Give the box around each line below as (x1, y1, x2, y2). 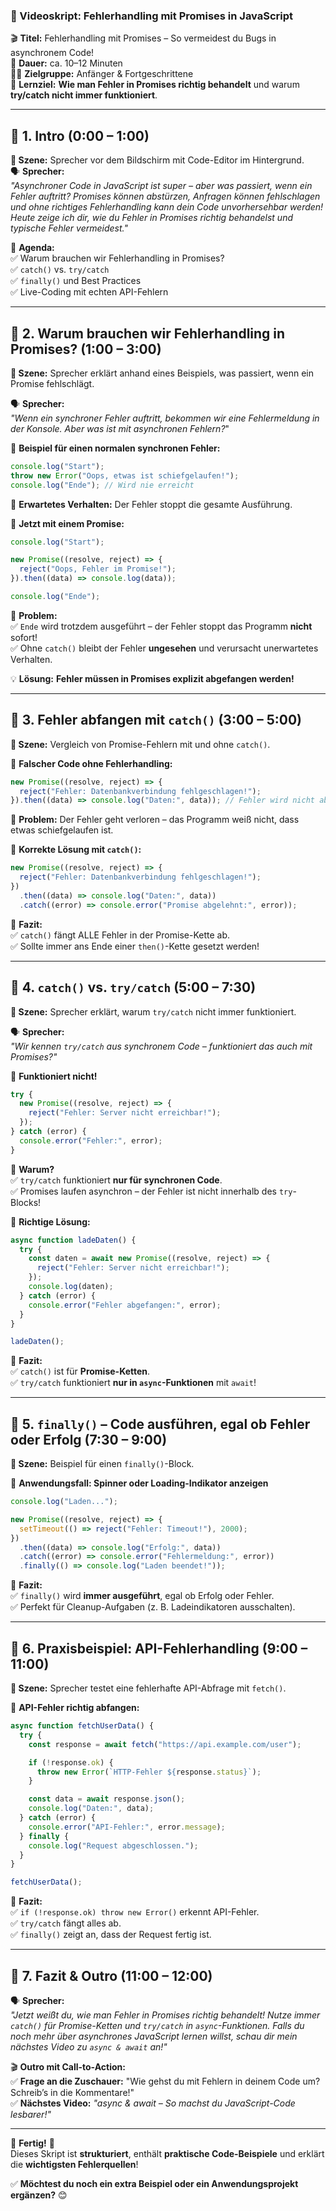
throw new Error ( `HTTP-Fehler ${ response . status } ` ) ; (36, 1767, 262, 1777)
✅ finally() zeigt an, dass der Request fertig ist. (10, 1929, 212, 1941)
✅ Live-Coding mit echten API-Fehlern (10, 286, 169, 298)
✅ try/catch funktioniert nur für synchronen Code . (10, 1174, 223, 1186)
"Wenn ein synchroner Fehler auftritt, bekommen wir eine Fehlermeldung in (10, 412, 320, 424)
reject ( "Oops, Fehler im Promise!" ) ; (19, 564, 177, 574)
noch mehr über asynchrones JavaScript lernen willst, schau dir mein (10, 2030, 298, 2042)
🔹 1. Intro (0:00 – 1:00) (10, 127, 150, 144)
